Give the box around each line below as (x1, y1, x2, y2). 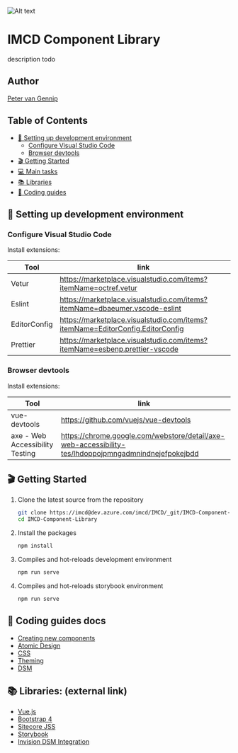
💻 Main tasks (17, 167, 58, 176)
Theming (17, 656, 44, 665)
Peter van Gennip (7, 94, 58, 103)
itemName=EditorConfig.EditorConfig (59, 324, 184, 334)
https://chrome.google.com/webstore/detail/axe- (60, 430, 225, 440)
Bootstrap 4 (17, 715, 52, 723)
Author (7, 75, 39, 88)
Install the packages (17, 529, 76, 537)
